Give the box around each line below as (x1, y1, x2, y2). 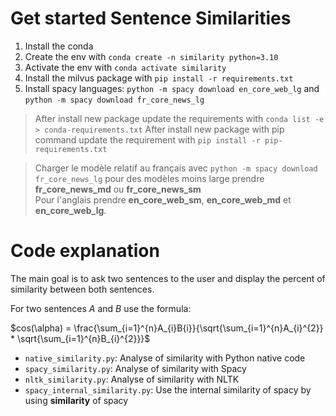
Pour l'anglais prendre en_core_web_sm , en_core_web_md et (34, 193, 292, 206)
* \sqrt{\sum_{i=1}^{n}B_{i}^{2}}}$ (10, 332, 151, 344)
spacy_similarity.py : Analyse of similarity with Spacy (24, 362, 247, 374)
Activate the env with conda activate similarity (24, 61, 227, 73)
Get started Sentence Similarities (10, 7, 292, 30)
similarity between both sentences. (10, 283, 155, 295)
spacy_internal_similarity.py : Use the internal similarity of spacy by (24, 383, 312, 396)
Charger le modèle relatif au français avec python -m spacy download (34, 162, 318, 174)
